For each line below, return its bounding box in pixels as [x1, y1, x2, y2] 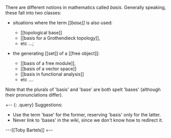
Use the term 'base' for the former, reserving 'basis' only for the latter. [12, 112, 161, 118]
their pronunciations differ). [5, 92, 63, 98]
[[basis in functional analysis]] [20, 71, 84, 77]
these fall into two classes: [5, 10, 61, 16]
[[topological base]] [20, 30, 62, 35]
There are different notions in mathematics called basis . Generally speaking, [5, 5, 166, 10]
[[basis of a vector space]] [20, 66, 77, 72]
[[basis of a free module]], [20, 60, 76, 66]
